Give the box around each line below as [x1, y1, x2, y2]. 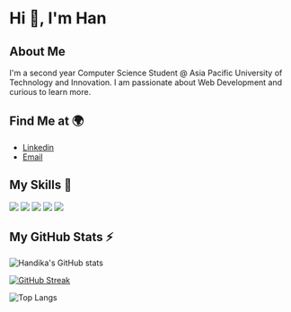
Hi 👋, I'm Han [9, 8, 107, 29]
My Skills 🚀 [9, 178, 72, 193]
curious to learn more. [9, 87, 92, 97]
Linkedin [22, 142, 55, 152]
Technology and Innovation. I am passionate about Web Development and [9, 77, 283, 88]
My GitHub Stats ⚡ [9, 230, 114, 245]
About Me [9, 44, 66, 59]
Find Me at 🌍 [9, 114, 84, 129]
